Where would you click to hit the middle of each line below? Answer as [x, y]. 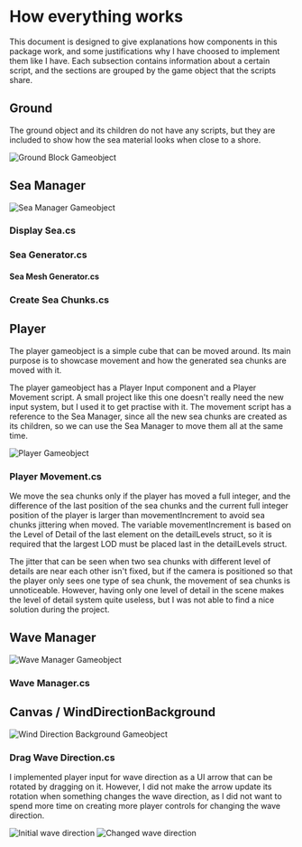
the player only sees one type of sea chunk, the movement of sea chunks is [150, 581]
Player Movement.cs [55, 476]
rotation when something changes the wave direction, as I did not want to [146, 796]
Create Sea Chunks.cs [59, 300]
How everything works [96, 17]
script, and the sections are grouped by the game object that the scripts [143, 70]
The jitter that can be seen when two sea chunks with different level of [140, 562]
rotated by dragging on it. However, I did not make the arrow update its [141, 786]
